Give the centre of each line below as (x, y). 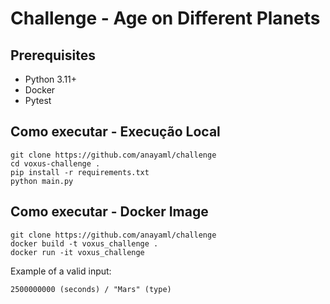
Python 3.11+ (51, 79)
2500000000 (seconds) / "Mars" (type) (91, 289)
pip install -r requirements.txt (80, 172)
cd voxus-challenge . (55, 163)
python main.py (42, 181)
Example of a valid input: (61, 271)
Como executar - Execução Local (115, 132)
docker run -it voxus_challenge (77, 252)
